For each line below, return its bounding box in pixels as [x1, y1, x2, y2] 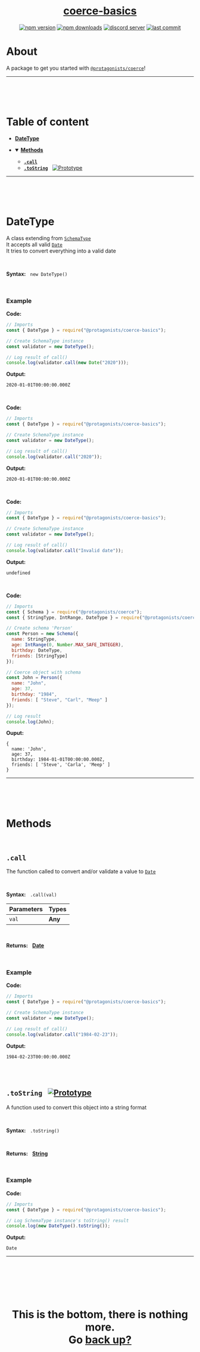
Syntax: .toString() [6, 1127, 60, 1134]
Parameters [9, 905, 43, 914]
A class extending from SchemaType [6, 234, 91, 242]
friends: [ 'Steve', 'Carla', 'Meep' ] [11, 762, 111, 768]
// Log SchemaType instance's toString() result [6, 1217, 129, 1223]
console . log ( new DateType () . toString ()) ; [6, 1223, 111, 1229]
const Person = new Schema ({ [6, 631, 79, 637]
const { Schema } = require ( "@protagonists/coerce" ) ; [6, 609, 143, 615]
